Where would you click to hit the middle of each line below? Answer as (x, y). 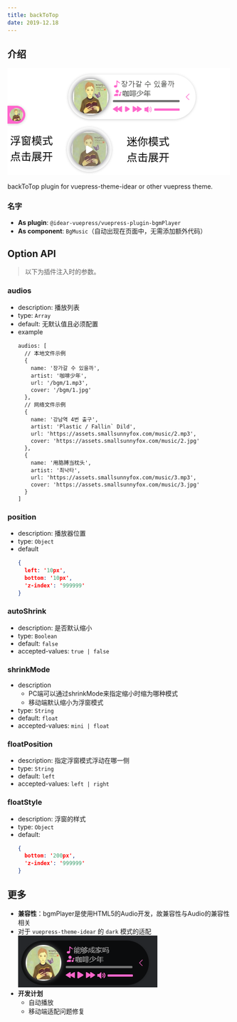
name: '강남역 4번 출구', (64, 419)
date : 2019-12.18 (33, 22)
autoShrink (27, 611)
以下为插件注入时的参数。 (62, 272)
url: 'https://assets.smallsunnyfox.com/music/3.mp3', (114, 477)
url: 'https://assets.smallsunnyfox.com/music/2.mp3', (114, 434)
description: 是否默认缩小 (55, 628)
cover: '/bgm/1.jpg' (61, 390)
